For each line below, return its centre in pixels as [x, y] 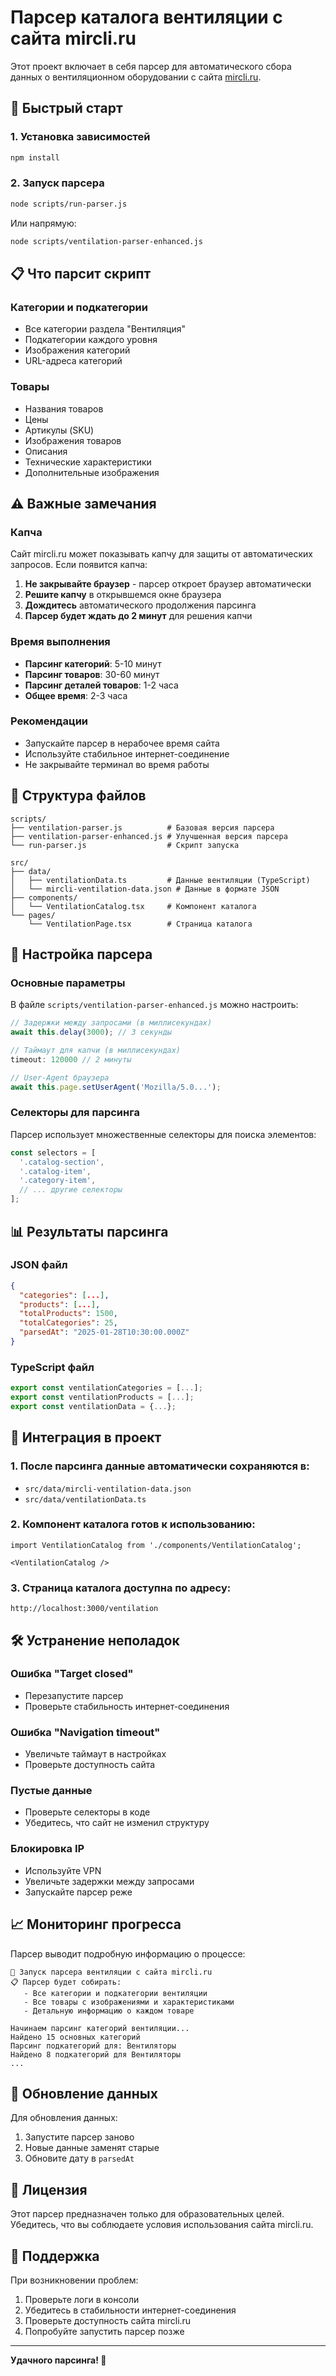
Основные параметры [68, 983]
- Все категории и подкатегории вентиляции [115, 1993]
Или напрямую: [43, 223]
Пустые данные [51, 1791]
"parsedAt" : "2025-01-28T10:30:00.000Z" [104, 1332]
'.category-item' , [58, 1181]
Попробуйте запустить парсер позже [104, 2331]
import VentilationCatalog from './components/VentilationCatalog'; [156, 1545]
